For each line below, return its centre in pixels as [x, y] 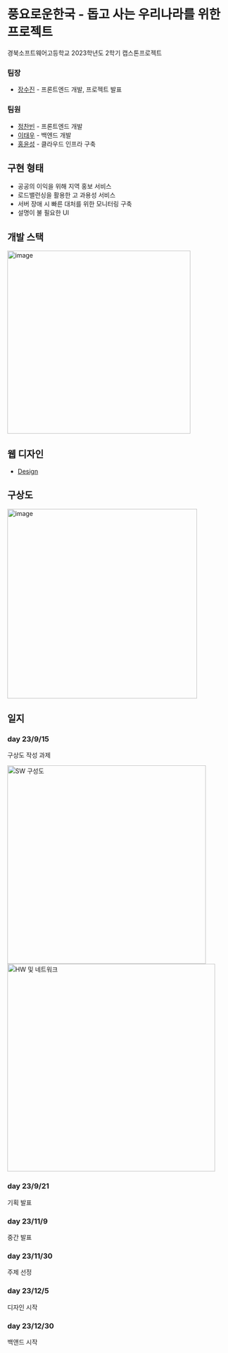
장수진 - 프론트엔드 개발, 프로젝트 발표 [70, 89]
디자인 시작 [23, 1307]
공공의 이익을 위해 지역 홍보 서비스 [64, 187]
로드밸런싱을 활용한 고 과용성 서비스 [66, 195]
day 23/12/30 [31, 1326]
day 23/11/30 [30, 1256]
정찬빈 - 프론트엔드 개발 [50, 126]
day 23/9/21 [28, 1186]
